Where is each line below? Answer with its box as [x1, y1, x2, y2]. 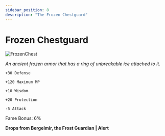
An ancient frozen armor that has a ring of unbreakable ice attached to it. [5, 61, 161, 67]
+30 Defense [5, 71, 31, 76]
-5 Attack [5, 106, 27, 112]
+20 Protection [5, 97, 38, 102]
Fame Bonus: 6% [5, 115, 42, 121]
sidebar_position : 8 [5, 7, 50, 13]
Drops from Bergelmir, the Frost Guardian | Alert [5, 125, 109, 131]
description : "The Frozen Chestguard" [5, 12, 88, 17]
